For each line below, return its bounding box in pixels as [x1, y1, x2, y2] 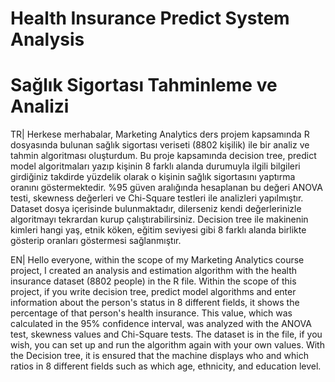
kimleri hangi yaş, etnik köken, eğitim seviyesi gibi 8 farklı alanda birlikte [10, 224, 307, 236]
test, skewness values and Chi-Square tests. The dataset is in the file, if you [10, 328, 323, 341]
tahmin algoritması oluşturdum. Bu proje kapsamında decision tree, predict [10, 150, 317, 162]
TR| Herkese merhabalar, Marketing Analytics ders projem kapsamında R [10, 128, 310, 141]
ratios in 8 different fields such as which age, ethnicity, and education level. [10, 360, 322, 372]
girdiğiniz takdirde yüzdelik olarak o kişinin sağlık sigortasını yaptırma [10, 171, 296, 183]
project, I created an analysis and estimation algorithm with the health [10, 265, 298, 277]
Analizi [10, 95, 70, 118]
